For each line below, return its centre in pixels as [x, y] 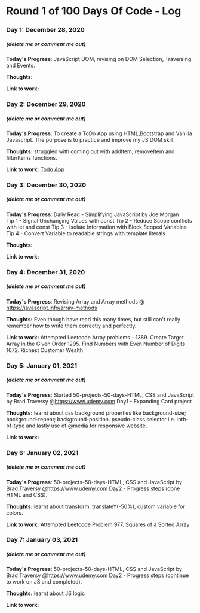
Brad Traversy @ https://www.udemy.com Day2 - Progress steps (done [93, 488]
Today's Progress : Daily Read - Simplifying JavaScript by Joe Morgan [93, 214]
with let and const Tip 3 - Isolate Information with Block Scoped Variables [96, 227]
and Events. [21, 66]
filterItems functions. [32, 157]
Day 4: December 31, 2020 [46, 272]
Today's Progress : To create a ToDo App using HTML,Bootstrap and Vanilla [99, 133]
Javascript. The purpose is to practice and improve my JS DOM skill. [90, 139]
